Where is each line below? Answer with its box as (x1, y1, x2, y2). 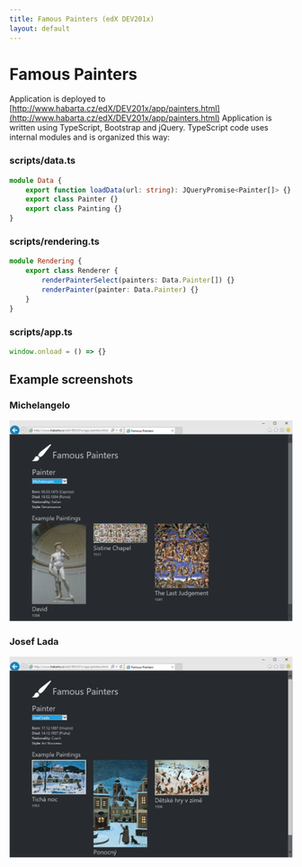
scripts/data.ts (9, 154, 76, 167)
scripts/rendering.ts (9, 235, 101, 248)
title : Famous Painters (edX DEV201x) (9, 14, 155, 23)
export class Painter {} (25, 194, 119, 204)
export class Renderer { (25, 266, 119, 275)
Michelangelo (9, 399, 70, 411)
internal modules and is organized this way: (9, 131, 171, 143)
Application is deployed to (9, 94, 106, 104)
